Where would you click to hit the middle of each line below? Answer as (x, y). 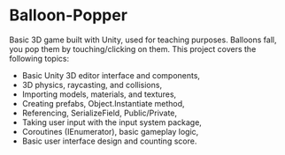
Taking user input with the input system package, (112, 122)
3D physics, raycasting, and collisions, (92, 85)
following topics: (39, 58)
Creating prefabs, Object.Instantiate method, (103, 103)
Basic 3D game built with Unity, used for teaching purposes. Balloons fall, (143, 40)
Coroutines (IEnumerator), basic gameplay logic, (110, 131)
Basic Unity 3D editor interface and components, (111, 75)
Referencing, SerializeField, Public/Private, (100, 113)
